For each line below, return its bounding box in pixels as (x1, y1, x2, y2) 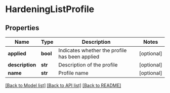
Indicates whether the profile (58, 47, 127, 54)
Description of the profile (58, 61, 118, 68)
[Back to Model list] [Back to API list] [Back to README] (5, 82, 121, 88)
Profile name (58, 69, 89, 76)
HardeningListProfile (5, 4, 95, 15)
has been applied (58, 53, 100, 60)
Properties (5, 24, 39, 32)
